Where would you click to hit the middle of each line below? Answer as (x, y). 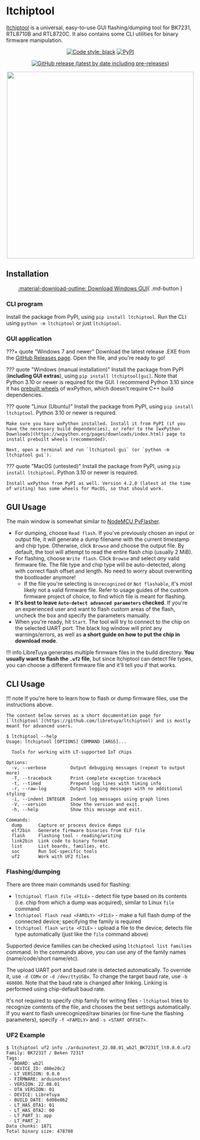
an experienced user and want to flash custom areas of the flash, (95, 609)
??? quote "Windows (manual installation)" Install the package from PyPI (95, 370)
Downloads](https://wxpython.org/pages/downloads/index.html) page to (96, 434)
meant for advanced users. (40, 726)
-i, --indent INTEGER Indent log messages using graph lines (90, 799)
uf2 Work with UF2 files (50, 856)
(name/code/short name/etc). (43, 958)
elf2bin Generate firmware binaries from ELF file (79, 830)
